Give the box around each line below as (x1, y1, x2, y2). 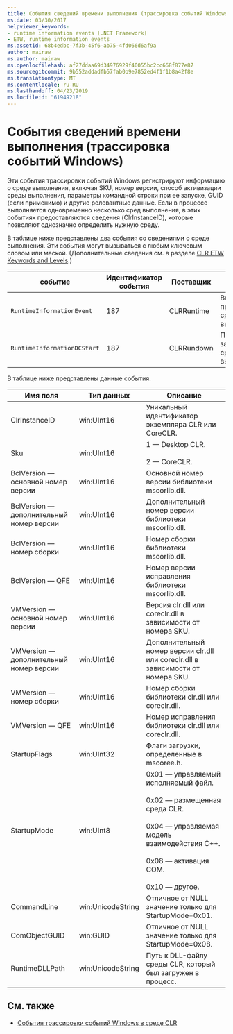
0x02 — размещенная (146, 795, 221, 805)
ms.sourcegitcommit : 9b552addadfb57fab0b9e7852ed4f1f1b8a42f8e (7, 68, 194, 75)
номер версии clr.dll (146, 646, 214, 656)
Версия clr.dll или (146, 600, 205, 609)
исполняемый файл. (146, 778, 214, 788)
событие (40, 277, 71, 287)
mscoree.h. (146, 758, 182, 768)
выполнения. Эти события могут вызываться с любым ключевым (7, 241, 202, 250)
